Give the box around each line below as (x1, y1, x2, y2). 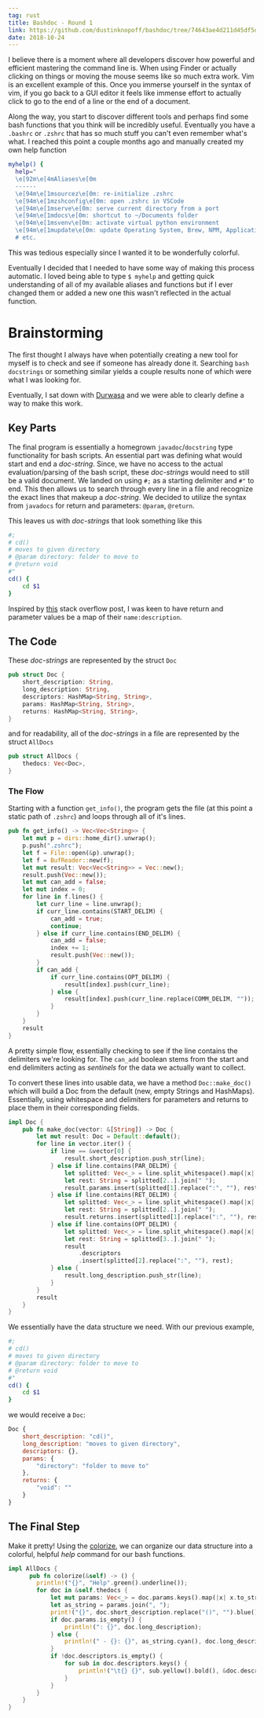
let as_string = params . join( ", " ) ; (49, 1601, 170, 1610)
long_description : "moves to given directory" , (22, 1440, 181, 1448)
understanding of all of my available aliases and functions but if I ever (8, 280, 233, 289)
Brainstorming (8, 324, 104, 342)
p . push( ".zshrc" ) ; (22, 842, 82, 850)
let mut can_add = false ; (22, 878, 108, 887)
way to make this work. (8, 398, 83, 408)
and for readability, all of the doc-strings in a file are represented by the (8, 729, 240, 739)
